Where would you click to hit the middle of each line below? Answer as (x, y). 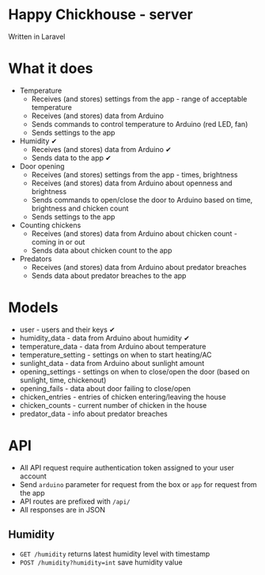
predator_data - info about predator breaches (93, 413)
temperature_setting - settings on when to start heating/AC (115, 355)
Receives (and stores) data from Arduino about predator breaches (139, 267)
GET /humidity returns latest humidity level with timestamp (115, 554)
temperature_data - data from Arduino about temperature (113, 346)
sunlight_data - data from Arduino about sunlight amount (112, 363)
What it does (51, 69)
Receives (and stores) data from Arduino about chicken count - (134, 233)
